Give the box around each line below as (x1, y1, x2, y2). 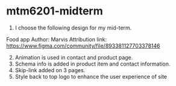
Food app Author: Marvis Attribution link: (6, 35, 107, 43)
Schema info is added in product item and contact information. (14, 60, 171, 67)
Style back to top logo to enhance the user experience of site (14, 73, 168, 80)
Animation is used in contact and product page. (14, 54, 133, 61)
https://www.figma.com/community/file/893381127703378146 (6, 42, 160, 49)
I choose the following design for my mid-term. (14, 24, 132, 31)
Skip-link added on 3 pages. (14, 66, 86, 73)
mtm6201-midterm (6, 4, 104, 18)
